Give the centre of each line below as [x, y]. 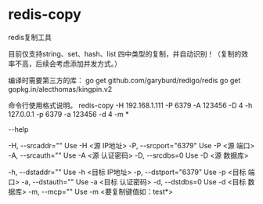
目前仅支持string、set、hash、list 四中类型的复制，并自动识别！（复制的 [125, 53]
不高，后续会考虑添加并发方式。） [68, 64]
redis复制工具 [30, 37]
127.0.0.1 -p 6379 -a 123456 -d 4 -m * [68, 114]
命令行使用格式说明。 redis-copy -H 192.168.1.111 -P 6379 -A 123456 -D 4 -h [130, 105]
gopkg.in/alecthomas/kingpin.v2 [60, 89]
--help [18, 129]
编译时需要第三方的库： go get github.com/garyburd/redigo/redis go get [124, 80]
